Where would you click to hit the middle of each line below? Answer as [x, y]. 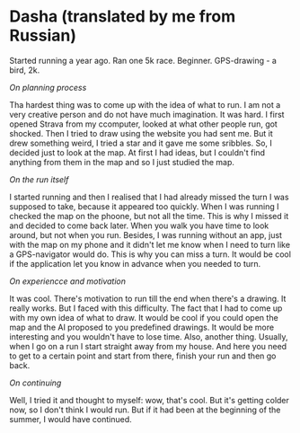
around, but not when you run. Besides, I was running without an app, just [146, 234]
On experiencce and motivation [68, 281]
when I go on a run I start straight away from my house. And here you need [148, 346]
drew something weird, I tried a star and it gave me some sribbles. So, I [141, 143]
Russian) [43, 35]
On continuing [35, 383]
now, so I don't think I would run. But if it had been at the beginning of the [145, 410]
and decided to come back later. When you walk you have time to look [139, 225]
